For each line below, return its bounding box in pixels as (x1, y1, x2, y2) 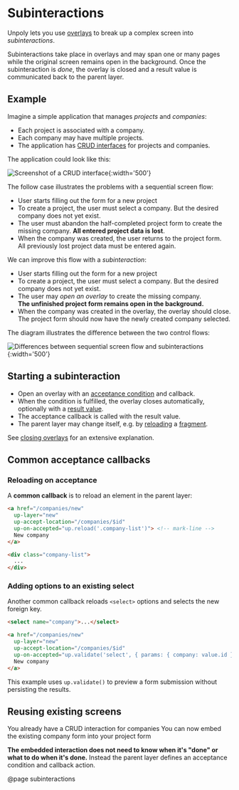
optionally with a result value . (17, 404, 104, 413)
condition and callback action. (7, 761, 96, 769)
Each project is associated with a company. (17, 126, 145, 135)
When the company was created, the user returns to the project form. (17, 233, 222, 243)
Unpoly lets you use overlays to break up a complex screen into (7, 28, 194, 37)
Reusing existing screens (7, 705, 122, 717)
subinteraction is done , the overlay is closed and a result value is (7, 65, 197, 73)
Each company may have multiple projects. (17, 133, 144, 142)
